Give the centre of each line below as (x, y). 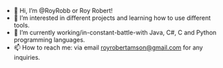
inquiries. (27, 57)
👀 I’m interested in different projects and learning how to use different (112, 18)
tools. (21, 25)
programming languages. (49, 40)
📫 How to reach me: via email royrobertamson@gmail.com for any (108, 47)
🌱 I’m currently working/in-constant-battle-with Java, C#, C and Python (115, 32)
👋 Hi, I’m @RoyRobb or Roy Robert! (63, 11)
